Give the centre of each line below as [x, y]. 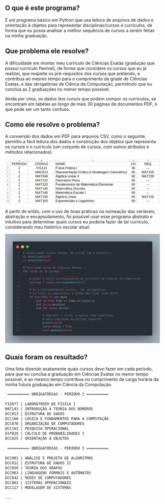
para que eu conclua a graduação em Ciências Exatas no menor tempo [77, 374]
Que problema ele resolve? [47, 51]
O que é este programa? [42, 8]
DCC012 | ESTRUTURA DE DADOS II [38, 463]
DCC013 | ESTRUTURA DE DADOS [35, 414]
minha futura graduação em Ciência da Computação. [59, 385]
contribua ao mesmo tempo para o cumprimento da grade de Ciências [76, 79]
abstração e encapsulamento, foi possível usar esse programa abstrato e [79, 217]
